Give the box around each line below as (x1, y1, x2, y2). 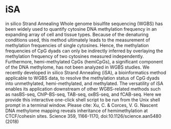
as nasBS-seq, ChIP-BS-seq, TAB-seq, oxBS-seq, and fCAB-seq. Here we (5, 91, 161, 97)
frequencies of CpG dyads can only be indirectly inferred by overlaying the (5, 48, 163, 54)
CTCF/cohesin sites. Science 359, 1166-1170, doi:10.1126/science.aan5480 (5, 113, 162, 119)
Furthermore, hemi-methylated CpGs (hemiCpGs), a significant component (5, 58, 163, 64)
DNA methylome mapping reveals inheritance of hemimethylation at (5, 107, 148, 114)
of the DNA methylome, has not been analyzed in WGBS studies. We (5, 64, 150, 70)
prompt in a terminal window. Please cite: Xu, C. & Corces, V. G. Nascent (5, 102, 158, 108)
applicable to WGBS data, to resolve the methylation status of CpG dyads (5, 75, 160, 81)
